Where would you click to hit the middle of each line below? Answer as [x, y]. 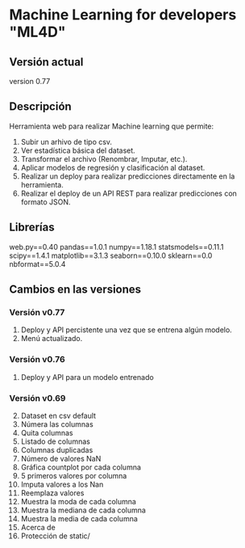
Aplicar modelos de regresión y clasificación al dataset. [113, 167]
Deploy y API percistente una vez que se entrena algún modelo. [126, 330]
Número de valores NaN [61, 458]
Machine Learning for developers [123, 15]
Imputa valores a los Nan [62, 484]
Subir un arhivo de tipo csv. [66, 141]
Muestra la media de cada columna [79, 518]
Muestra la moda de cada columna [78, 501]
